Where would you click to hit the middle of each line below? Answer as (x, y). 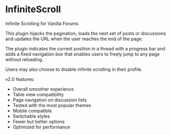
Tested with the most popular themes (52, 105)
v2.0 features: (20, 79)
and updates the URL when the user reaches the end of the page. (74, 39)
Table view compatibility (38, 94)
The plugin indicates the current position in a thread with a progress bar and (85, 48)
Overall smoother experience (43, 89)
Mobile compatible (32, 111)
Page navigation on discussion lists (50, 100)
